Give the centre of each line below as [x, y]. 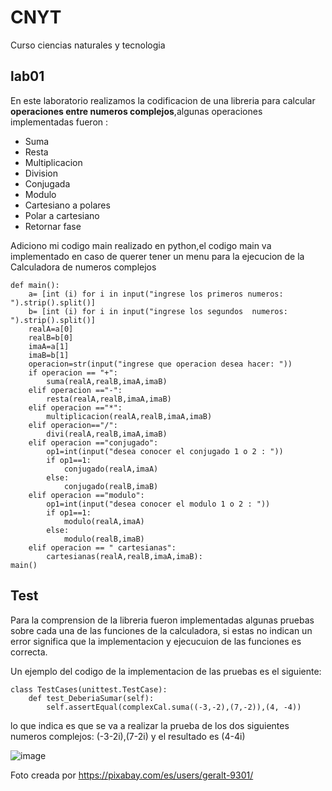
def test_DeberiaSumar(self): [91, 698]
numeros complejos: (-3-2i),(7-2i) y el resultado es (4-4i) [128, 736]
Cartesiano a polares [67, 205]
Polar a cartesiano [62, 215]
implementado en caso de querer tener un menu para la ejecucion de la [157, 256]
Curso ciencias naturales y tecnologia [88, 45]
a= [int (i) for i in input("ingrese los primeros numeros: [156, 294]
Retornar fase [53, 226]
